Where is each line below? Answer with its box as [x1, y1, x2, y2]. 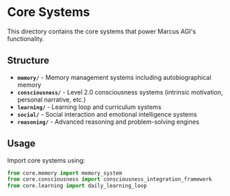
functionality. [7, 34, 45, 42]
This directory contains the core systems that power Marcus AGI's [7, 27, 196, 35]
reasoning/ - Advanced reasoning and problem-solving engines [17, 117, 200, 126]
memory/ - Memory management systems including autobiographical [17, 73, 211, 81]
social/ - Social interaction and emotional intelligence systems [17, 110, 197, 118]
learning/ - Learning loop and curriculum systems [17, 102, 161, 111]
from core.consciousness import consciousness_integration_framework [7, 176, 213, 183]
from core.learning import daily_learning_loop [7, 182, 148, 190]
